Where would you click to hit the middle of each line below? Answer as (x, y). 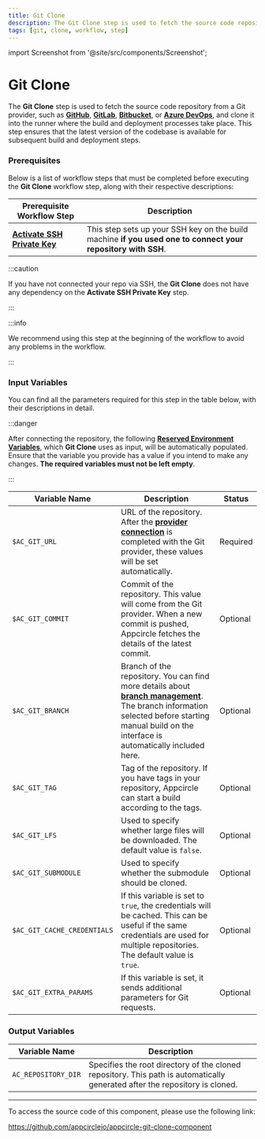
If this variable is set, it (162, 978)
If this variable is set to (163, 895)
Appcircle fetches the (161, 634)
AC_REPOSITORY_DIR (47, 1075)
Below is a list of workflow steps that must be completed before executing (129, 178)
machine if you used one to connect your (165, 239)
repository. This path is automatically (157, 1075)
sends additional (151, 987)
